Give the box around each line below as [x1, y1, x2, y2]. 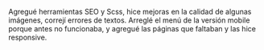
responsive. [8, 32, 47, 42]
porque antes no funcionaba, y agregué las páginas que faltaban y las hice [8, 24, 256, 33]
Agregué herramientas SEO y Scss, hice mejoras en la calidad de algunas [8, 7, 252, 16]
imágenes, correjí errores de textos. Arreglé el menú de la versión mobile [8, 15, 250, 25]
